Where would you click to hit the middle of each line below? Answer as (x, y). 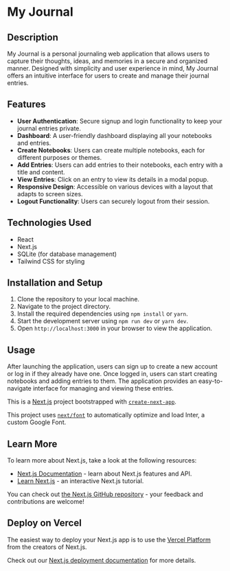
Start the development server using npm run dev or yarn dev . (103, 321)
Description (33, 37)
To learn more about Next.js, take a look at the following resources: (102, 461)
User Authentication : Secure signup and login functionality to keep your (119, 121)
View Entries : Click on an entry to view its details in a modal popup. (113, 179)
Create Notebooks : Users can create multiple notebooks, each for (111, 150)
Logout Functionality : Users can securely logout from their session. (113, 201)
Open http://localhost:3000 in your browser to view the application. (115, 328)
